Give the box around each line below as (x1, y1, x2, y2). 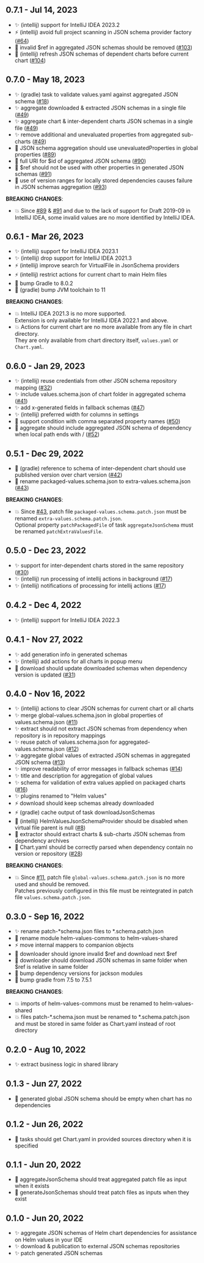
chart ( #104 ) (14, 56, 46, 64)
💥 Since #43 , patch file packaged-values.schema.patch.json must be (14, 508, 187, 516)
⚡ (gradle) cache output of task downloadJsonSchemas (14, 809, 155, 816)
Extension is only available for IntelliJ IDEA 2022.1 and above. (14, 317, 169, 324)
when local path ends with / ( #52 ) (14, 431, 100, 438)
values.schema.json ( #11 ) (14, 719, 78, 726)
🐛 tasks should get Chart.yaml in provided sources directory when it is (14, 1135, 192, 1143)
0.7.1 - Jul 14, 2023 (5, 5, 78, 15)
